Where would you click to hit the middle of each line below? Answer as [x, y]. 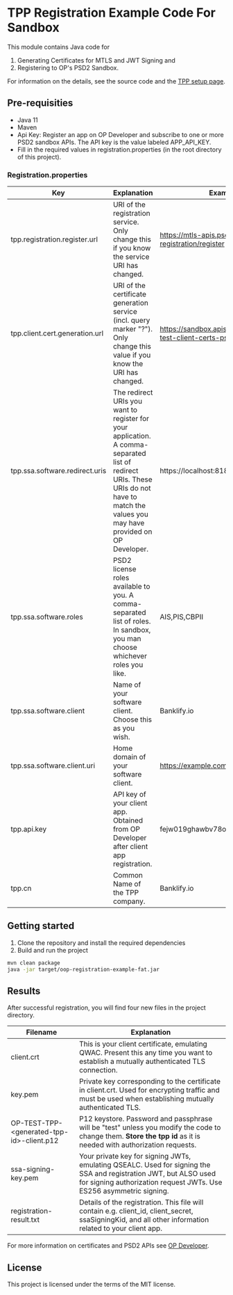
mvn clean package [34, 963]
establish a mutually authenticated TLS [142, 1061]
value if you [132, 355]
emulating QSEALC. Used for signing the [145, 1165]
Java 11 [27, 120]
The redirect [133, 392]
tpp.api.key [29, 829]
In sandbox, [132, 630]
